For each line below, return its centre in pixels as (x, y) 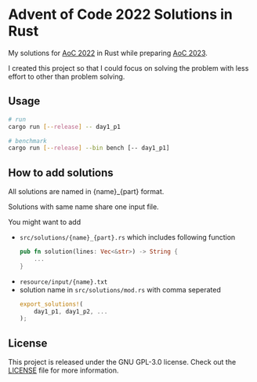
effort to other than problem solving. (67, 76)
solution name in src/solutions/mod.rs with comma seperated (120, 289)
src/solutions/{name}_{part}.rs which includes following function (127, 237)
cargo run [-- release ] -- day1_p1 (65, 127)
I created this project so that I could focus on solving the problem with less (128, 68)
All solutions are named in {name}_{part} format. (86, 192)
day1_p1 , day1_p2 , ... (71, 311)
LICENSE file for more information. (63, 370)
